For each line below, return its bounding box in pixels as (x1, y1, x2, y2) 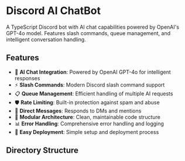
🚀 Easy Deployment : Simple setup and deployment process (14, 128, 159, 135)
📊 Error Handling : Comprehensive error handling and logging (14, 120, 164, 127)
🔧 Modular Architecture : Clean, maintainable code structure (14, 113, 161, 121)
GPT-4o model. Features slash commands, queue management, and (6, 29, 171, 36)
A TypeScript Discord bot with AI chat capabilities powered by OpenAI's (6, 23, 180, 30)
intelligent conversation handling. (6, 36, 86, 43)
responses (14, 74, 40, 81)
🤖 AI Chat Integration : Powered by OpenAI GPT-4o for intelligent (14, 68, 171, 76)
